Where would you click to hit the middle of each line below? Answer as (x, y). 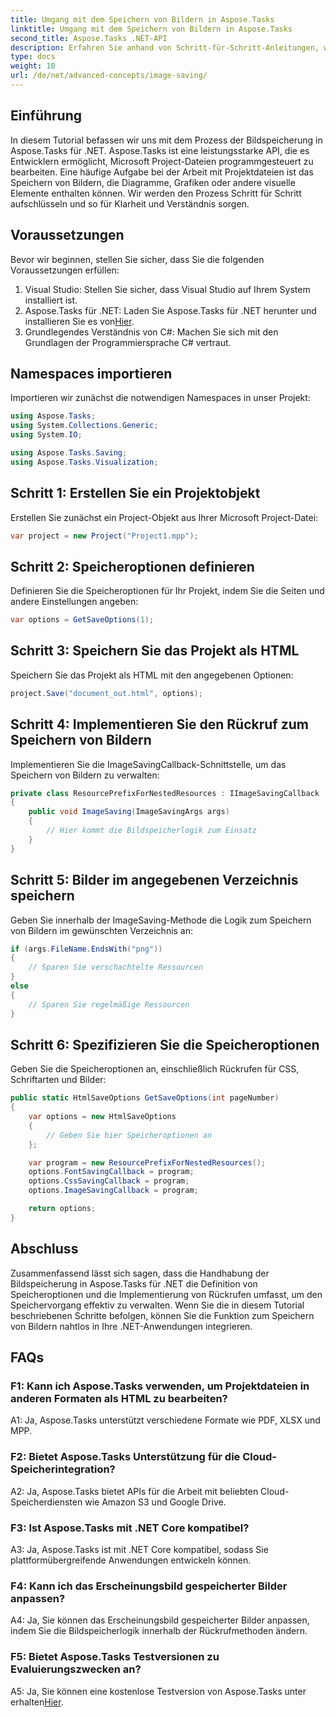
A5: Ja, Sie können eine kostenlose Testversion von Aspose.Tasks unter (158, 1691)
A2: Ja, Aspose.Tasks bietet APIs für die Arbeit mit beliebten (134, 1491)
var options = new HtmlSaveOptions (102, 1117)
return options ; (62, 1209)
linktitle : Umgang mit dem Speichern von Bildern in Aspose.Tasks (151, 29)
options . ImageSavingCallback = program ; (113, 1191)
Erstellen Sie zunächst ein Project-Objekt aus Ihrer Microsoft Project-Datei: (164, 517)
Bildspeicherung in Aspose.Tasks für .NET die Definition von (134, 1283)
